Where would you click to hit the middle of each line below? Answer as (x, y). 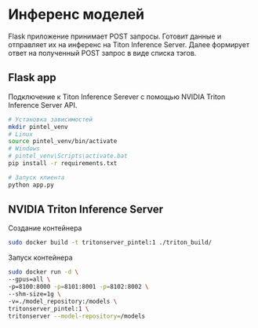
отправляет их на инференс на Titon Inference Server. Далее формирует (129, 44)
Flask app (32, 77)
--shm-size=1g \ (35, 294)
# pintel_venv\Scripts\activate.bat (68, 156)
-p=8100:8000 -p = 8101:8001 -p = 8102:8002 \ (78, 287)
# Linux (21, 134)
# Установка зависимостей (50, 120)
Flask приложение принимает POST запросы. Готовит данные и (115, 36)
